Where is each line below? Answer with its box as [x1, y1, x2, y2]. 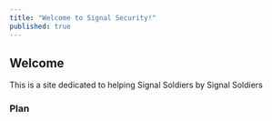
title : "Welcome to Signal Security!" [9, 13, 156, 23]
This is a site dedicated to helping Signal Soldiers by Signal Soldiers [9, 79, 264, 91]
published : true [9, 22, 71, 31]
